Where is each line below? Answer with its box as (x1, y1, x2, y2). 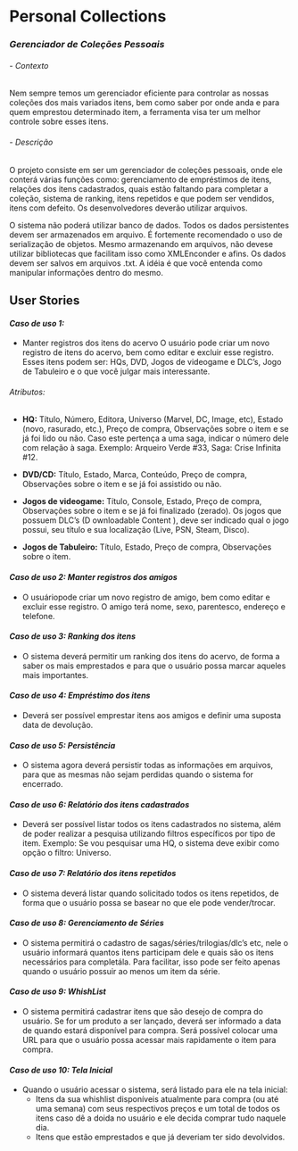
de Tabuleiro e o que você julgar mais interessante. (21, 366, 211, 377)
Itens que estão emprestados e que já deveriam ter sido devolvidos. (35, 1131, 286, 1143)
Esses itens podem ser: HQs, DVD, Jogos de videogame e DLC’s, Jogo (21, 357, 282, 368)
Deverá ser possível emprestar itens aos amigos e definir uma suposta (21, 709, 282, 720)
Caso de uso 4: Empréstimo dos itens (9, 690, 151, 701)
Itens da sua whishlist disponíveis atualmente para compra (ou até (35, 1094, 279, 1105)
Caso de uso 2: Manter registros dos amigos (9, 571, 178, 582)
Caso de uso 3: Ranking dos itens (9, 631, 137, 642)
